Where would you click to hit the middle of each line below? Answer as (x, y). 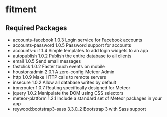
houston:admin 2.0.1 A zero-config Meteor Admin (63, 72)
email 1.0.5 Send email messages (47, 61)
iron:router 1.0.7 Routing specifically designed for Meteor (71, 88)
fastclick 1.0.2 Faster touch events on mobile (58, 67)
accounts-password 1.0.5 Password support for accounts (72, 45)
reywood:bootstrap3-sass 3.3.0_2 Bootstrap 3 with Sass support (79, 109)
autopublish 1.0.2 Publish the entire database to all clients (72, 56)
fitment (21, 9)
